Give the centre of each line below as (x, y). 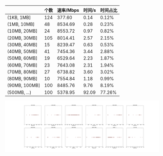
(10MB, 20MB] (22, 31)
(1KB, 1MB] (19, 17)
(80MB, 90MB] (22, 78)
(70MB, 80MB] (22, 72)
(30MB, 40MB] (22, 45)
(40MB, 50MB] (22, 51)
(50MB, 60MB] (22, 58)
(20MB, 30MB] (22, 38)
